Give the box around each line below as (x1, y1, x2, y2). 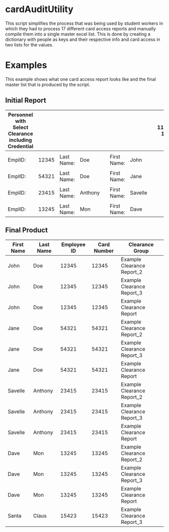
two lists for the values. (5, 41, 54, 47)
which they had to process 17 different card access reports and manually (5, 25, 156, 31)
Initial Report (5, 96, 46, 105)
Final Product (5, 226, 48, 234)
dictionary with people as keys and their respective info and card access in (5, 36, 160, 42)
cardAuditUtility (5, 4, 74, 15)
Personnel (8, 111, 33, 118)
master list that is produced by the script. (5, 81, 91, 87)
